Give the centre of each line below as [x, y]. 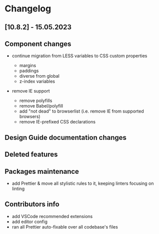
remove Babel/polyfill [41, 106]
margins [28, 66]
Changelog [28, 9]
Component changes [38, 44]
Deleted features [31, 155]
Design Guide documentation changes [66, 137]
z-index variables [37, 81]
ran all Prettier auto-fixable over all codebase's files [65, 227]
